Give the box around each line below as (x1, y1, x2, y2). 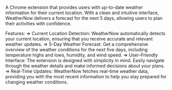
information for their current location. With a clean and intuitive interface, (5, 10, 159, 16)
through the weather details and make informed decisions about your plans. (5, 63, 165, 69)
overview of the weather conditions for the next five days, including (5, 47, 148, 52)
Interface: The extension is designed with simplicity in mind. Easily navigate (5, 57, 165, 63)
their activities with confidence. (5, 20, 72, 26)
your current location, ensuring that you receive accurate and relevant (5, 36, 153, 42)
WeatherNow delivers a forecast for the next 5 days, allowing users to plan (5, 15, 163, 21)
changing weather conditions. (5, 79, 68, 85)
